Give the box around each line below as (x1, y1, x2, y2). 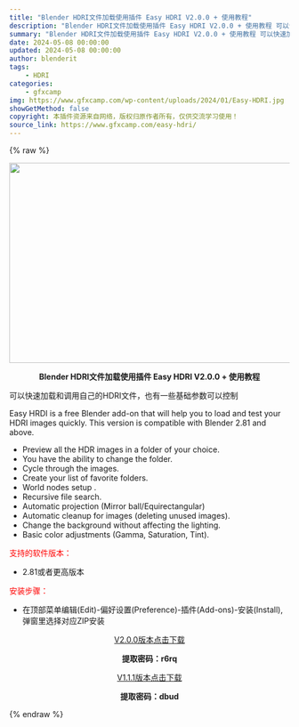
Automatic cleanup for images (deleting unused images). (21, 511, 230, 521)
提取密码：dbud (119, 691, 180, 701)
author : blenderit (9, 54, 77, 63)
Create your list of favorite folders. (21, 473, 149, 483)
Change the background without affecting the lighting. (21, 520, 221, 530)
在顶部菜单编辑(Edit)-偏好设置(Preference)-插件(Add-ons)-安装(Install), (21, 604, 283, 615)
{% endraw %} (9, 709, 64, 719)
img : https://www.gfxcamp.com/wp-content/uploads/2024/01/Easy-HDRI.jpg (9, 95, 285, 105)
